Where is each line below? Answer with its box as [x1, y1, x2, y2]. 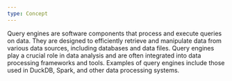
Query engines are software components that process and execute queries [7, 29, 222, 37]
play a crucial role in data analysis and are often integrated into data [7, 51, 201, 60]
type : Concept [7, 10, 49, 17]
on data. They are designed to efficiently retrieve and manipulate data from [7, 36, 222, 45]
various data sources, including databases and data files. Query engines [7, 44, 215, 52]
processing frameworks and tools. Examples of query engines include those [7, 58, 225, 66]
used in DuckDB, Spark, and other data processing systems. [7, 66, 180, 74]
